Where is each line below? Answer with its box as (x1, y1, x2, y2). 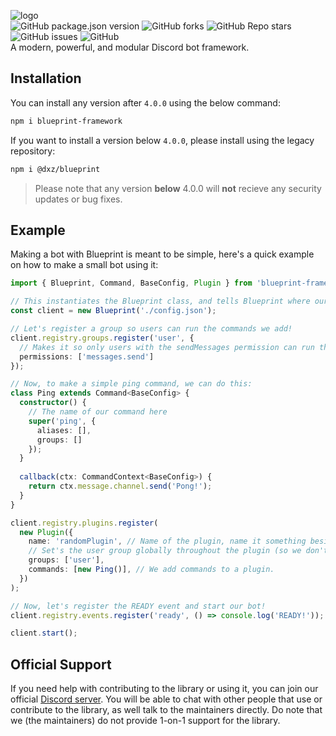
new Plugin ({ (19, 527, 74, 537)
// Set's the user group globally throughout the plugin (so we (28, 546, 302, 556)
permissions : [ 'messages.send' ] (19, 351, 155, 362)
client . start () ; (10, 628, 78, 639)
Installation (10, 70, 82, 87)
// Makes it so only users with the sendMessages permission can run (19, 342, 315, 352)
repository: (10, 145, 56, 157)
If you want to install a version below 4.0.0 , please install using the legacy (10, 134, 315, 146)
